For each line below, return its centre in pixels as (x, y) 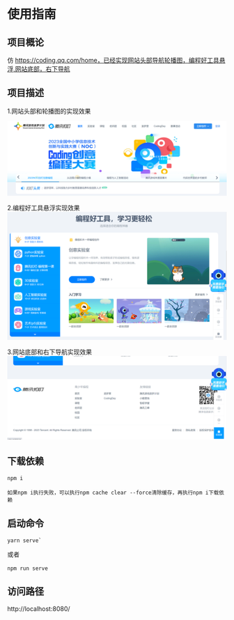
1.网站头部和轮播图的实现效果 (49, 111)
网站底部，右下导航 (43, 69)
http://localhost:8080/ (39, 609)
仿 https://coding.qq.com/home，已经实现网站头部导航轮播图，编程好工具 (113, 60)
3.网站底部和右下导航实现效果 (50, 352)
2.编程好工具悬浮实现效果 (44, 208)
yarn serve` (24, 541)
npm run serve (28, 568)
